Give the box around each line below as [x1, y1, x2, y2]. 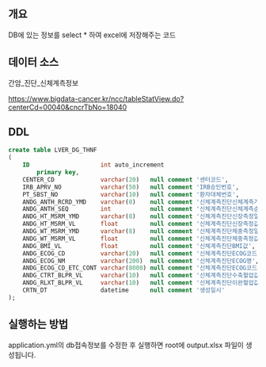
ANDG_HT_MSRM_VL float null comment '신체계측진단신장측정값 [22, 220, 260, 228]
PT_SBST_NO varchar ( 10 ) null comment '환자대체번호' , [22, 190, 240, 198]
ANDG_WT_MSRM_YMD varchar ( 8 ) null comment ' [22, 227, 200, 235]
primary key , [36, 169, 80, 177]
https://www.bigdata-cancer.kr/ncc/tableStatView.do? [8, 94, 184, 103]
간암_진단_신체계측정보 [8, 78, 79, 87]
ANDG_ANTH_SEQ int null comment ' [22, 205, 200, 213]
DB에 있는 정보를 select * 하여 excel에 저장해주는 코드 [8, 30, 177, 40]
